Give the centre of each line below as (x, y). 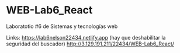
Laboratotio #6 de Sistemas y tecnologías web (62, 26)
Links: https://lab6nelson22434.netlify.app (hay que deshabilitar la (86, 37)
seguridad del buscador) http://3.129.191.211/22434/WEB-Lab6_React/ (90, 44)
